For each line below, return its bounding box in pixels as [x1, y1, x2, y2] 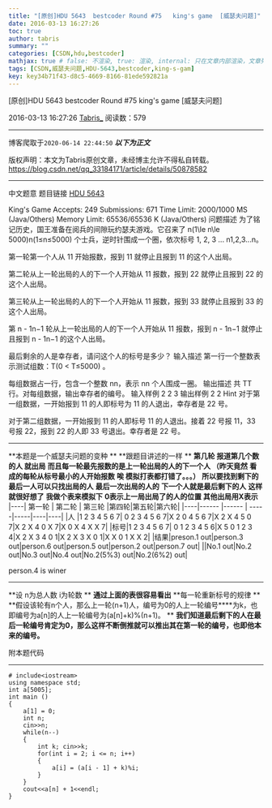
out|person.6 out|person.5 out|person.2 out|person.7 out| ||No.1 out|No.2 [8, 541, 253, 551]
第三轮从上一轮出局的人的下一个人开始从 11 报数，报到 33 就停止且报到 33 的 [8, 296, 264, 306]
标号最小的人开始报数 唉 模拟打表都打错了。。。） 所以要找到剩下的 [43, 471, 259, 481]
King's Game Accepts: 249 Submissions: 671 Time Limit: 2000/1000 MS [8, 204, 249, 214]
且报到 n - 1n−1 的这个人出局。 [8, 333, 110, 343]
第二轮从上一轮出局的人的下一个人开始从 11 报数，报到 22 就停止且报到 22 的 [8, 269, 264, 278]
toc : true [8, 27, 42, 35]
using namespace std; [8, 678, 82, 686]
